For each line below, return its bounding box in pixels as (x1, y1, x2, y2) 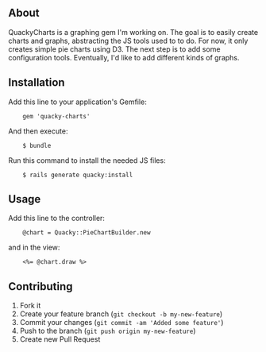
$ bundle (22, 141, 52, 149)
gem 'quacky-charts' (22, 112, 91, 120)
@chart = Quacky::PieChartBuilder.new (22, 229, 151, 237)
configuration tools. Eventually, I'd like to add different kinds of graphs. (8, 52, 240, 62)
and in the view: (8, 242, 60, 253)
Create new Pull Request (19, 335, 101, 344)
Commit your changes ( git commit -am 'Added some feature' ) (19, 318, 224, 327)
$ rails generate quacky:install (22, 171, 133, 179)
